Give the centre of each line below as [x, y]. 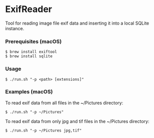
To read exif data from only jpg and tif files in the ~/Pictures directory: [77, 121]
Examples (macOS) [29, 92]
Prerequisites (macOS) [33, 41]
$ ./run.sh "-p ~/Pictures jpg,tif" [43, 130]
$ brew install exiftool [31, 52]
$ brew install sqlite [29, 56]
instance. [15, 28]
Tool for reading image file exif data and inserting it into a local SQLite [77, 23]
